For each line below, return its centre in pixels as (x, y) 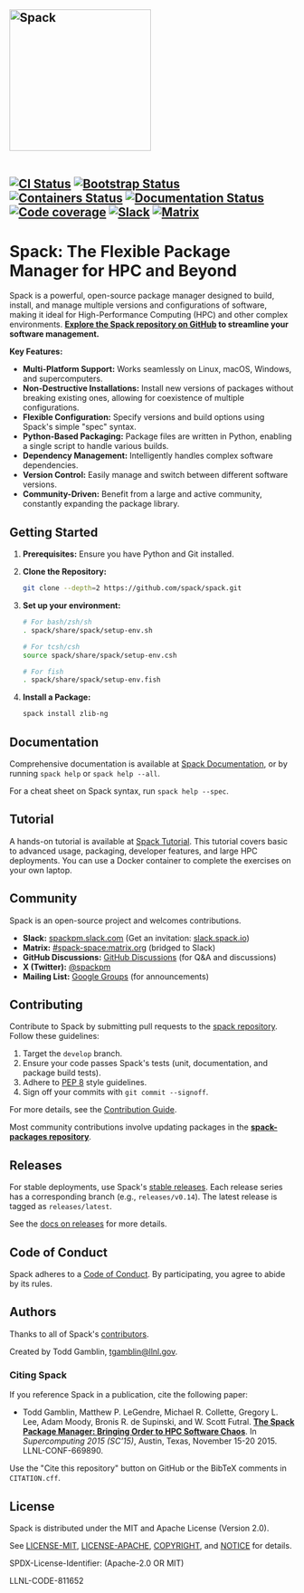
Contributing (46, 1004)
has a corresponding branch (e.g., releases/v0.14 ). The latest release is (143, 1197)
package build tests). (62, 1073)
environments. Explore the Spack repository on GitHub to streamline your (149, 324)
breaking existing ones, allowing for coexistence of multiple (133, 398)
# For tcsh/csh (51, 647)
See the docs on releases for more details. (88, 1224)
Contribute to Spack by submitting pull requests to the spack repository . (143, 1026)
